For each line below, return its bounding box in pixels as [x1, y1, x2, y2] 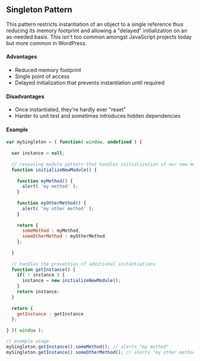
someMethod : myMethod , [21, 228, 82, 234]
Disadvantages [6, 92, 45, 100]
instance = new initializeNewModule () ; [21, 278, 121, 284]
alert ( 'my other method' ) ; [21, 206, 95, 211]
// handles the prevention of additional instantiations [11, 261, 156, 267]
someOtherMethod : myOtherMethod [21, 234, 105, 239]
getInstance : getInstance [17, 311, 84, 317]
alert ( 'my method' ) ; [21, 183, 79, 189]
